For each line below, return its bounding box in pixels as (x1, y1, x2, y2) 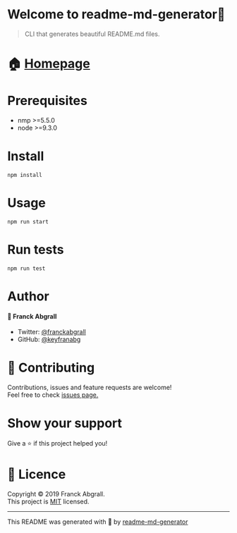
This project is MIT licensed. (7, 497, 90, 506)
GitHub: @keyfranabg (17, 335, 81, 344)
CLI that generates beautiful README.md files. (24, 30, 160, 38)
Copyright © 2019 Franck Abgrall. (7, 490, 106, 498)
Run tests (7, 242, 64, 258)
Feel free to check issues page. (7, 391, 99, 399)
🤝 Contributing (7, 360, 95, 376)
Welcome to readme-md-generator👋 (7, 6, 226, 23)
